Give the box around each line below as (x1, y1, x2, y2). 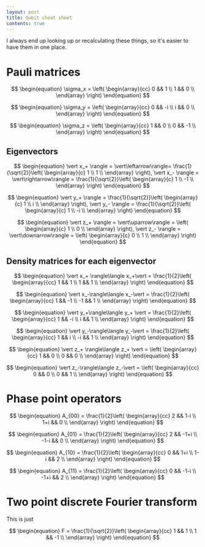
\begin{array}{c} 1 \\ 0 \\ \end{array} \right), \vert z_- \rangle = (24, 225, 181, 233)
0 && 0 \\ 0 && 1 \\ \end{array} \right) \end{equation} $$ (32, 370, 173, 378)
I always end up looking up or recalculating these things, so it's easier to (6, 37, 188, 45)
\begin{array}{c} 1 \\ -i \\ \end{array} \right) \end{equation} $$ (24, 207, 181, 214)
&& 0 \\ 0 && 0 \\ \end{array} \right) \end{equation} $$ (42, 352, 179, 359)
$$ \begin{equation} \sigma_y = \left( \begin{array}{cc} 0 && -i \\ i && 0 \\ (11, 103, 195, 111)
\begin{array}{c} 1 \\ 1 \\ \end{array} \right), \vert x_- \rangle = (44, 169, 199, 176)
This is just (6, 515, 34, 523)
